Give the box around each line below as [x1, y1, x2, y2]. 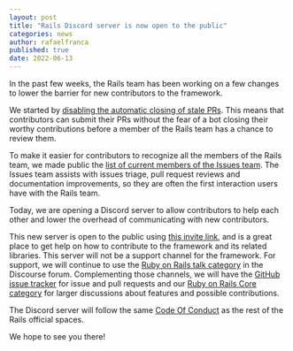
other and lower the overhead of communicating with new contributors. [9, 214, 270, 225]
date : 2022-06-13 [9, 54, 73, 63]
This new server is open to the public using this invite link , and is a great [9, 232, 273, 241]
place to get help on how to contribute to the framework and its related [9, 240, 267, 251]
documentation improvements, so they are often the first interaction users [9, 179, 279, 188]
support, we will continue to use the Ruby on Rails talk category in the [9, 260, 264, 270]
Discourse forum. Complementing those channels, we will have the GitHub [9, 269, 281, 279]
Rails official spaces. [9, 315, 84, 324]
